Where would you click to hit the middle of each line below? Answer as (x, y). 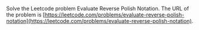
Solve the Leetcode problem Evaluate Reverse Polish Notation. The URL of (98, 9)
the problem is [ (26, 15)
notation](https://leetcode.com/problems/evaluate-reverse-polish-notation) (99, 21)
